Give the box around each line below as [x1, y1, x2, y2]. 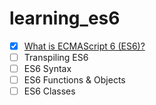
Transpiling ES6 [23, 52, 89, 63]
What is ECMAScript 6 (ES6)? [23, 40, 146, 52]
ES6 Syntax [23, 63, 72, 75]
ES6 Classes [23, 85, 76, 97]
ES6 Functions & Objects [23, 74, 126, 86]
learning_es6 [9, 7, 121, 30]
